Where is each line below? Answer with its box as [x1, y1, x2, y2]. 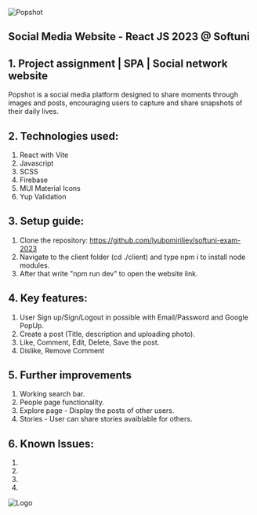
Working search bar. [19, 389, 85, 399]
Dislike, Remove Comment [19, 345, 105, 355]
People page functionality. [19, 397, 104, 407]
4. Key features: [8, 291, 88, 305]
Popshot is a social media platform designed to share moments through [8, 90, 239, 100]
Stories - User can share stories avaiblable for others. [19, 415, 193, 424]
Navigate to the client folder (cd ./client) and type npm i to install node [19, 252, 246, 261]
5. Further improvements [8, 369, 132, 382]
